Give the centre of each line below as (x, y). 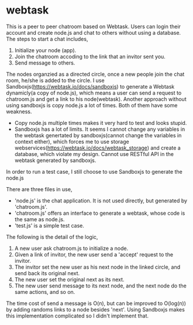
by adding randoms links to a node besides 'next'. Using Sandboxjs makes (96, 309)
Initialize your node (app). (45, 50)
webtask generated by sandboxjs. (55, 160)
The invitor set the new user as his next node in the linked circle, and (97, 267)
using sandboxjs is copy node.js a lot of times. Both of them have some (92, 105)
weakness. (19, 111)
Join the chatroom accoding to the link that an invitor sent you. (90, 56)
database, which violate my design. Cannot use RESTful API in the (94, 154)
